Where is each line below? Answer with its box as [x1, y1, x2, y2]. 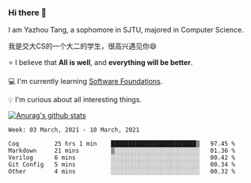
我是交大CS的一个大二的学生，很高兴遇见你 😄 [8, 41, 157, 51]
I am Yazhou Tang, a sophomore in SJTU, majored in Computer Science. [8, 25, 244, 35]
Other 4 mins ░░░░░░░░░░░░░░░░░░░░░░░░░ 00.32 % [8, 168, 236, 176]
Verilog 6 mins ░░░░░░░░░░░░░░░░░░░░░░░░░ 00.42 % [8, 154, 236, 162]
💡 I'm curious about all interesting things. [8, 95, 143, 105]
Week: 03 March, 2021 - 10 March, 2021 [8, 126, 140, 134]
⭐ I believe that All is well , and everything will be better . [8, 58, 193, 67]
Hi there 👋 [8, 7, 48, 18]
